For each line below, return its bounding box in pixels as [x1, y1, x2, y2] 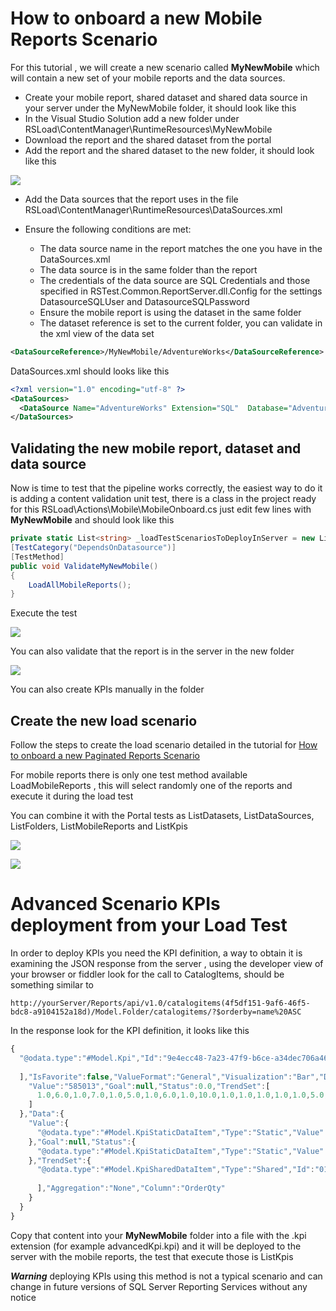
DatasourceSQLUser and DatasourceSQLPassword [39, 295, 250, 307]
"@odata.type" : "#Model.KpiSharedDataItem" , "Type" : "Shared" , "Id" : [36, 1165, 315, 1175]
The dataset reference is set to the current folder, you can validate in [39, 317, 323, 329]
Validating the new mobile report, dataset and [10, 440, 302, 457]
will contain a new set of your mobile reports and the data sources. [10, 72, 286, 84]
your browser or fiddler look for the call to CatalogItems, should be [10, 968, 285, 980]
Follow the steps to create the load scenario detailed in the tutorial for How [10, 739, 318, 751]
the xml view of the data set [39, 327, 155, 339]
